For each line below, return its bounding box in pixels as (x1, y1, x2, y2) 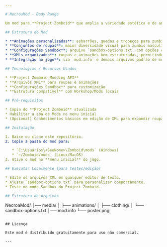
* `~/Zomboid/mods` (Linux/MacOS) (11, 152, 83, 157)
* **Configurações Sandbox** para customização (5, 84, 106, 90)
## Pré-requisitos (5, 98, 43, 103)
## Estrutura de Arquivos (5, 193, 59, 198)
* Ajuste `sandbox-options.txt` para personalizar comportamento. (5, 180, 146, 185)
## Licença (5, 222, 28, 227)
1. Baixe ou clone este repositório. (5, 134, 83, 139)
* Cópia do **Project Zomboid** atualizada (5, 107, 97, 112)
